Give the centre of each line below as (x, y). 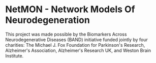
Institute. (14, 56)
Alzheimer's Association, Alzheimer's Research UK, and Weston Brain (78, 50)
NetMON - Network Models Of (70, 9)
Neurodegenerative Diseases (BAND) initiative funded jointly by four (77, 40)
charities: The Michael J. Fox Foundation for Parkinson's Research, (75, 45)
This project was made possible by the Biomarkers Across (66, 34)
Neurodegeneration (48, 20)
